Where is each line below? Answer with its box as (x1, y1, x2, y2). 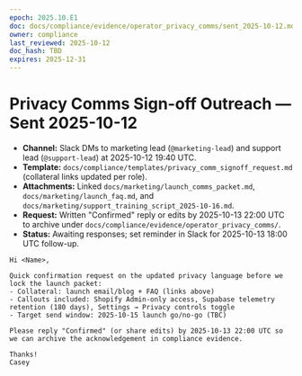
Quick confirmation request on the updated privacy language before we (9, 271, 283, 280)
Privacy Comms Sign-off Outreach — (9, 94, 292, 114)
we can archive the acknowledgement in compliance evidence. (9, 334, 244, 343)
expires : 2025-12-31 (9, 55, 87, 64)
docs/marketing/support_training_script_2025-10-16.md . (22, 200, 235, 210)
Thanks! (9, 350, 39, 359)
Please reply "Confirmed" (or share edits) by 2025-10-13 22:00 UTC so (9, 326, 283, 336)
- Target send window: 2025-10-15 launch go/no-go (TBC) (9, 310, 227, 319)
